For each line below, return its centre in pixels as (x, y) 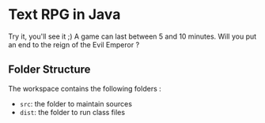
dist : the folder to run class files (72, 112)
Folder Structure (49, 70)
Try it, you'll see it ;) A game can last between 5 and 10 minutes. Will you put (132, 36)
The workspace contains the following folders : (85, 88)
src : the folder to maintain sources (76, 103)
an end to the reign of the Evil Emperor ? (74, 44)
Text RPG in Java (64, 15)
